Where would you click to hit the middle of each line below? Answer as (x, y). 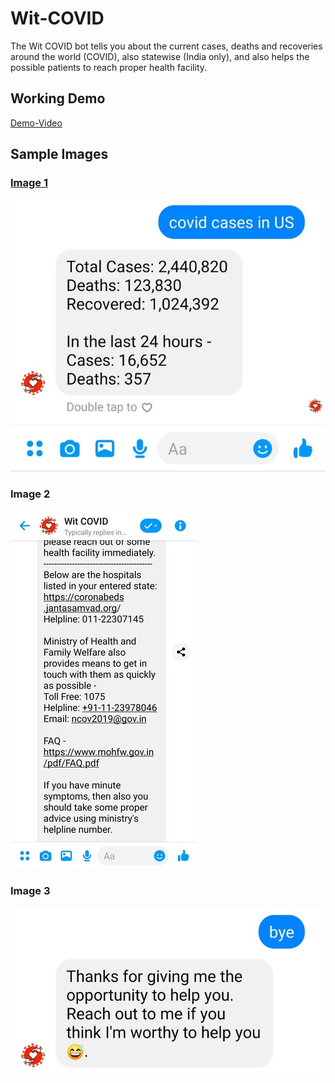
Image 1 (29, 183)
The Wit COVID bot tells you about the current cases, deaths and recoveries (166, 46)
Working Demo (58, 98)
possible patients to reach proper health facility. (109, 67)
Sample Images (59, 154)
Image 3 (30, 891)
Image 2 (30, 494)
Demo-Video (36, 123)
